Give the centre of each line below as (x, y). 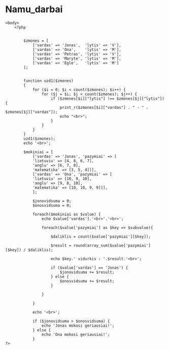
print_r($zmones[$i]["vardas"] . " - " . (104, 107)
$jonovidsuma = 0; (52, 201)
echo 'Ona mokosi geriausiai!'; (76, 334)
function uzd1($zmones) (48, 81)
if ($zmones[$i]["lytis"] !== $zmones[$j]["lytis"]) (108, 98)
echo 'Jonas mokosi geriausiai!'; (78, 326)
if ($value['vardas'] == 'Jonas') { (89, 268)
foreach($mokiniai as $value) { (66, 214)
